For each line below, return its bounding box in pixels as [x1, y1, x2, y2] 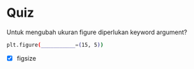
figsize [16, 54, 36, 62]
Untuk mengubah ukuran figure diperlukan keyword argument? [6, 28, 188, 36]
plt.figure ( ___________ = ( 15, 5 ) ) [6, 41, 104, 48]
